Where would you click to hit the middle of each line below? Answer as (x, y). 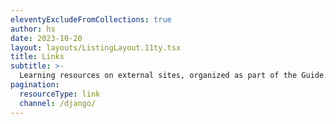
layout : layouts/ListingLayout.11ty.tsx (96, 47)
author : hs (33, 29)
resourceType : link (60, 94)
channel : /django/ (58, 103)
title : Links (37, 57)
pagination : (35, 85)
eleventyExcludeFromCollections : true (91, 19)
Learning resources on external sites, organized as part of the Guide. (174, 76)
